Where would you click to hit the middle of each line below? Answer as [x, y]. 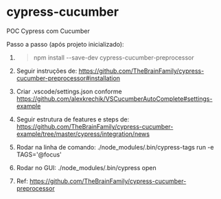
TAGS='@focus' [39, 154]
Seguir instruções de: [47, 71]
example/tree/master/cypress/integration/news [83, 134]
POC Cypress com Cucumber [48, 31]
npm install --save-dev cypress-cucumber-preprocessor [114, 57]
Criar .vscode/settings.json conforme [69, 91]
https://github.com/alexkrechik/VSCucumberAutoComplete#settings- [114, 98]
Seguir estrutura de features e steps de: [73, 119]
